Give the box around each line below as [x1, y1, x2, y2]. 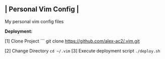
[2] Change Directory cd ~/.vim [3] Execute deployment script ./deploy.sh [5, 47, 160, 53]
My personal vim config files [5, 18, 64, 24]
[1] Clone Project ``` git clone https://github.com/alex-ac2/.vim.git [5, 38, 140, 44]
